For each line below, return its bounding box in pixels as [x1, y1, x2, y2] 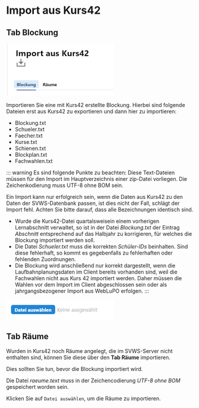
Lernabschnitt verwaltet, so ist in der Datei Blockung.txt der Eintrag [14, 224, 180, 231]
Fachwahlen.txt [14, 158, 53, 164]
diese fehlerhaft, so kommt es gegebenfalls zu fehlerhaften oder [14, 249, 173, 256]
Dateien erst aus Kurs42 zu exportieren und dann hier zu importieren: [6, 108, 177, 115]
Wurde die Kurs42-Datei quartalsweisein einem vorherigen [14, 217, 160, 225]
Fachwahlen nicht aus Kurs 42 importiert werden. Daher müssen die [14, 275, 182, 281]
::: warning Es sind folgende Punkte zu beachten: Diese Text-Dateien [6, 169, 175, 176]
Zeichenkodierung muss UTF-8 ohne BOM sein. [6, 182, 124, 189]
